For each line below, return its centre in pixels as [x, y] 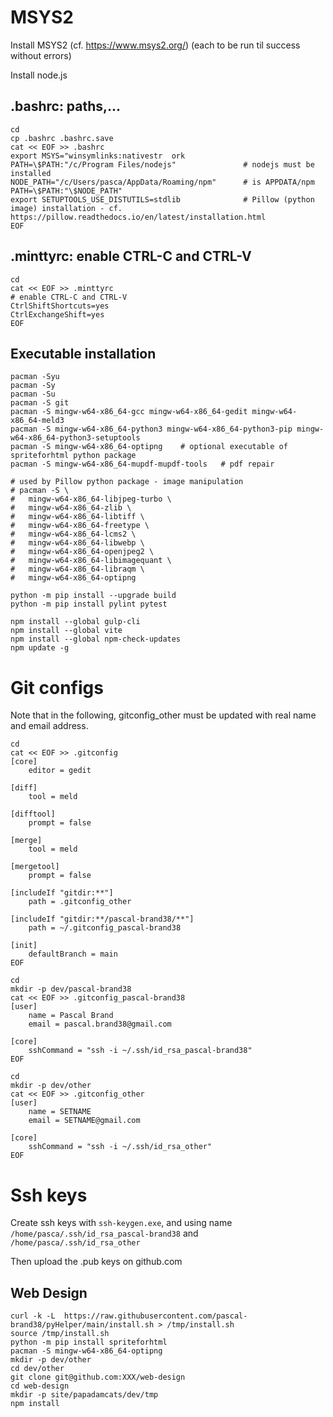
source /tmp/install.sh [60, 1334]
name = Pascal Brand [71, 1016]
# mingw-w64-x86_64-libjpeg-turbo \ [91, 499]
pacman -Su [33, 394]
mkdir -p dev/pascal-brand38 [71, 989]
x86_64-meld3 [37, 421]
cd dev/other [37, 1369]
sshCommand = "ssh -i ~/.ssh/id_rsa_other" [120, 1147]
